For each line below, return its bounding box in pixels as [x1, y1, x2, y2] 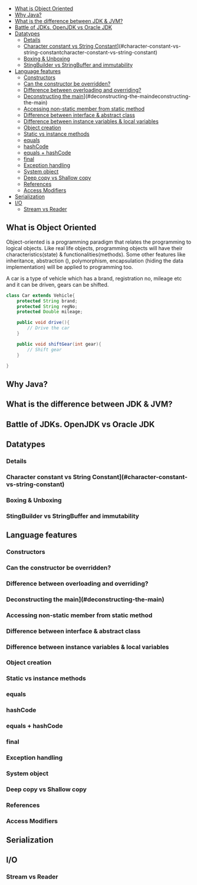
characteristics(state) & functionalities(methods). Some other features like [6, 251, 186, 258]
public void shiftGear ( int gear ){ [17, 341, 101, 347]
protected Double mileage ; [17, 309, 83, 315]
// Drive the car [27, 325, 70, 331]
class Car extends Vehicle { [6, 292, 75, 299]
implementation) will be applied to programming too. [6, 263, 133, 270]
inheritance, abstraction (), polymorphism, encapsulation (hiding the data [6, 257, 184, 264]
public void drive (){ [17, 320, 70, 326]
